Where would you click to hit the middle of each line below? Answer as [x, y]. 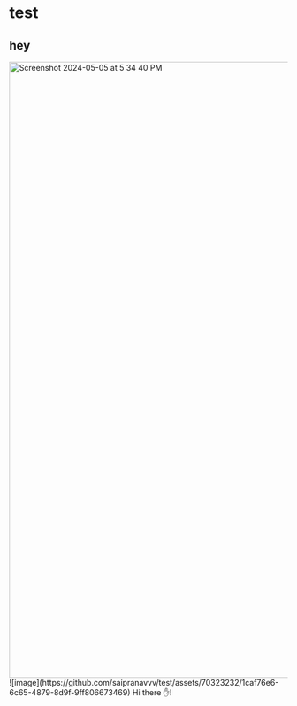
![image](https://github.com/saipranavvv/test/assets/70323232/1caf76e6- [144, 683]
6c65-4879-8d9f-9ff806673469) [70, 692]
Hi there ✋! [152, 692]
